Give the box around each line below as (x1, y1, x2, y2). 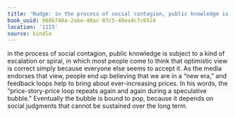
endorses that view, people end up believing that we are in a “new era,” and (7, 72, 227, 80)
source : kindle (7, 30, 52, 37)
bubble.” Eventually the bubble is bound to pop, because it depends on (7, 94, 214, 103)
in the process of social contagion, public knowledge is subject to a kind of (7, 49, 225, 58)
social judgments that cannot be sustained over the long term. (7, 101, 188, 110)
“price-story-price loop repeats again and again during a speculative (7, 87, 207, 95)
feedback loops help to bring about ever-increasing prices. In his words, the (7, 79, 228, 88)
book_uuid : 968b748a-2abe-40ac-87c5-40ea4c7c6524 (7, 17, 157, 24)
